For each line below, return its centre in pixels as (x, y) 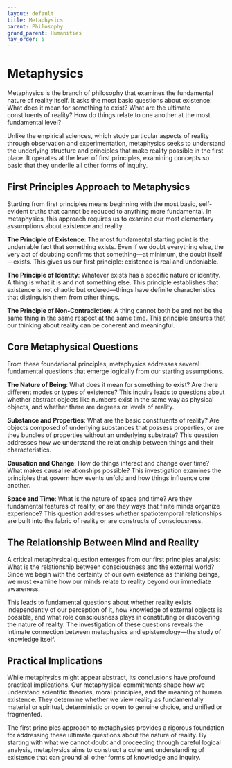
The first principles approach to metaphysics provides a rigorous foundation (116, 728)
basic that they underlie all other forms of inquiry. (78, 165)
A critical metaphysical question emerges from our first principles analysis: (114, 559)
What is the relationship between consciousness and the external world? (111, 567)
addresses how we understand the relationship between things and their (110, 442)
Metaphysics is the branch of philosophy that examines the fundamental (110, 93)
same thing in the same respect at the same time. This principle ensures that (116, 318)
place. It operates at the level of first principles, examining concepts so (108, 158)
